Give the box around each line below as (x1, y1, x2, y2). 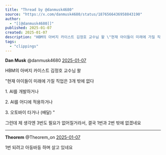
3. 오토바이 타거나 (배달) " (5, 109, 55, 115)
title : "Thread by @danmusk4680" (5, 7, 74, 12)
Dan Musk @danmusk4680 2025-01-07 (5, 57, 86, 63)
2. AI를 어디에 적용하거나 (5, 99, 53, 105)
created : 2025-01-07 (5, 30, 48, 35)
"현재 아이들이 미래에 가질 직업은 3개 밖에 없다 (5, 78, 94, 84)
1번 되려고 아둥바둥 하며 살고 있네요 (5, 144, 73, 150)
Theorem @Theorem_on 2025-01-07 (5, 134, 81, 140)
